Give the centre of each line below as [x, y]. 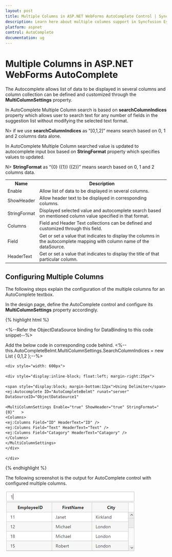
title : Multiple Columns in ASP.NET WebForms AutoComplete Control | [81, 16]
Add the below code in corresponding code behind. [60, 345]
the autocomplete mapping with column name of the [94, 241]
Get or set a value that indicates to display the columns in [99, 235]
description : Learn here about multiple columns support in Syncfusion [83, 22]
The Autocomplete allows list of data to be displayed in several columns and [85, 89]
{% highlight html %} [27, 320]
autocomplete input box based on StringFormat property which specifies [83, 151]
